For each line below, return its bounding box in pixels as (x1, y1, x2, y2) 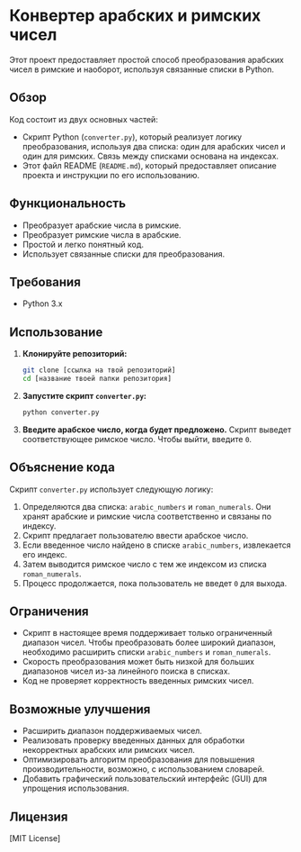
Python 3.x (22, 298, 63, 309)
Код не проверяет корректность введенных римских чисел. (22, 675, 254, 686)
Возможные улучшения (9, 702, 151, 717)
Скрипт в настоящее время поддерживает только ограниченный (22, 628, 272, 639)
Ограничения (9, 604, 89, 620)
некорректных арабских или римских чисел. (22, 745, 196, 756)
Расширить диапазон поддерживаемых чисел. (22, 726, 202, 737)
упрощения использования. (22, 783, 129, 793)
